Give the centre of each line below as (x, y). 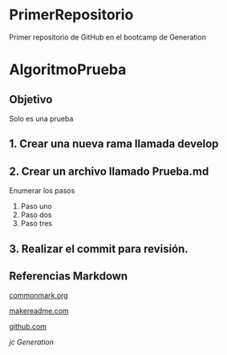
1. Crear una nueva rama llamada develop (114, 144)
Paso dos (36, 215)
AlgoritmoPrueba (68, 70)
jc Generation (32, 342)
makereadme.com (39, 311)
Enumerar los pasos (42, 191)
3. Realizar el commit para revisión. (99, 248)
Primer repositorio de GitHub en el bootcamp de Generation (108, 37)
